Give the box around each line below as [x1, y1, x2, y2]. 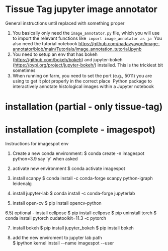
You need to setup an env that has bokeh [12, 51, 98, 57]
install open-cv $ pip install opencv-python [12, 200, 102, 206]
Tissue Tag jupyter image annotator [5, 4, 157, 15]
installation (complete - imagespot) [5, 124, 156, 135]
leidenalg [12, 181, 32, 187]
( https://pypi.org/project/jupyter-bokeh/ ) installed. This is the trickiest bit [12, 62, 163, 68]
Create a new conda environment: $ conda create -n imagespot [12, 150, 145, 156]
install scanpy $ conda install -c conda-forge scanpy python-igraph [12, 175, 153, 182]
